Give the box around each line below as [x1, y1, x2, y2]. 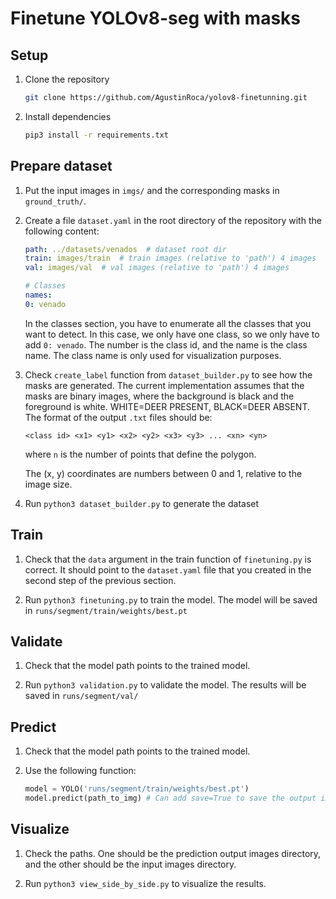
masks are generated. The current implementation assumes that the [24, 379, 305, 391]
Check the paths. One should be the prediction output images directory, [24, 847, 322, 859]
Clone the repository [24, 73, 110, 85]
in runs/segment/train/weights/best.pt [24, 604, 188, 616]
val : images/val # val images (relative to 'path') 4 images [24, 263, 290, 273]
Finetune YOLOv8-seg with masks [10, 7, 301, 30]
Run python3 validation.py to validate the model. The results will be [24, 679, 307, 691]
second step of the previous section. [24, 574, 177, 586]
